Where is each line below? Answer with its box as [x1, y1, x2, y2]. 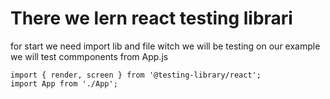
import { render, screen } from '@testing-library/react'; [10, 70, 262, 80]
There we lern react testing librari [10, 7, 293, 30]
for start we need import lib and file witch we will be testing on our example [10, 40, 321, 52]
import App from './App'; [10, 78, 118, 89]
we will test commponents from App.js [10, 50, 169, 62]
